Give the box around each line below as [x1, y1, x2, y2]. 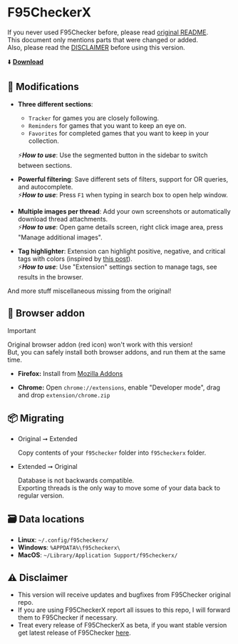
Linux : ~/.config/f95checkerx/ [17, 535, 109, 544]
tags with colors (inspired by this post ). [17, 254, 133, 263]
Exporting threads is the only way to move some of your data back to [17, 484, 221, 492]
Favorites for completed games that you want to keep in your [28, 129, 209, 137]
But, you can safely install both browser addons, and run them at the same [7, 347, 226, 356]
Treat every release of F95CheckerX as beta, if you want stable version [17, 621, 227, 629]
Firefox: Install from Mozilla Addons [17, 369, 123, 377]
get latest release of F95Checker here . [17, 628, 131, 637]
